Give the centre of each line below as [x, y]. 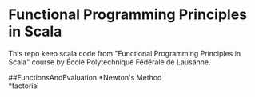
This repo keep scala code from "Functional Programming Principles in [125, 53]
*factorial [24, 86]
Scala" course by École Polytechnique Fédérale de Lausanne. [110, 62]
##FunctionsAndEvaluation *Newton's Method [85, 77]
